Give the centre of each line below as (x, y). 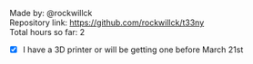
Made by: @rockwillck (51, 13)
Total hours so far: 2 (47, 32)
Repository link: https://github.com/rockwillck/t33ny (107, 23)
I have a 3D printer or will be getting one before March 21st (133, 50)
